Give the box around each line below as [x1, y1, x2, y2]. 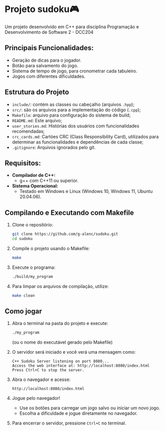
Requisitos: [5, 159, 41, 167]
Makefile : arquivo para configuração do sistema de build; [12, 112, 131, 118]
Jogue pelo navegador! [12, 395, 60, 401]
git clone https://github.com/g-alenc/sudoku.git [12, 231, 119, 237]
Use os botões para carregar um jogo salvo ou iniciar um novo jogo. [19, 405, 160, 411]
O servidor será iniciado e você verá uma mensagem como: [12, 349, 136, 355]
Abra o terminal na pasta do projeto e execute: [12, 320, 109, 326]
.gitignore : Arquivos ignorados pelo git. [12, 144, 96, 150]
